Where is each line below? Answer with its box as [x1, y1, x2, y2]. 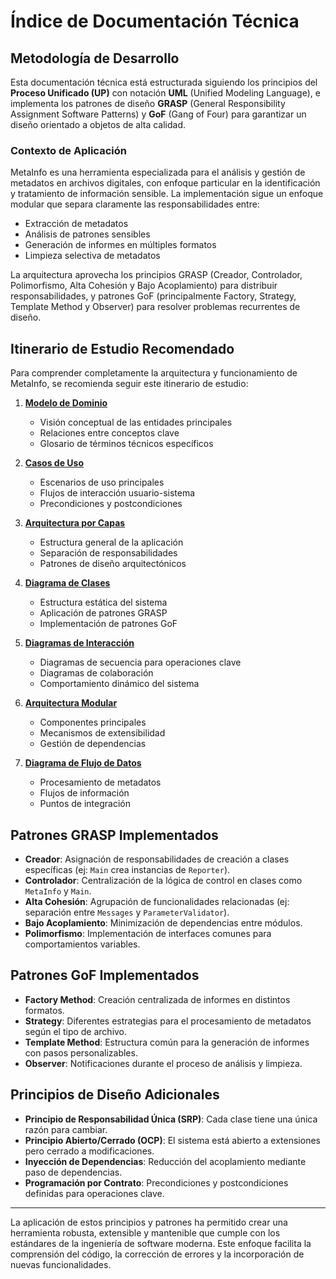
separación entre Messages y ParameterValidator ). [24, 906, 230, 918]
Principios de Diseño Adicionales [10, 1086, 220, 1104]
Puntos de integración [39, 798, 131, 810]
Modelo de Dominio [24, 397, 108, 409]
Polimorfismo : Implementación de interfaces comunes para [24, 927, 272, 939]
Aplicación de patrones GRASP [39, 607, 168, 619]
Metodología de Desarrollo [10, 50, 180, 67]
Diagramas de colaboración [39, 667, 154, 679]
